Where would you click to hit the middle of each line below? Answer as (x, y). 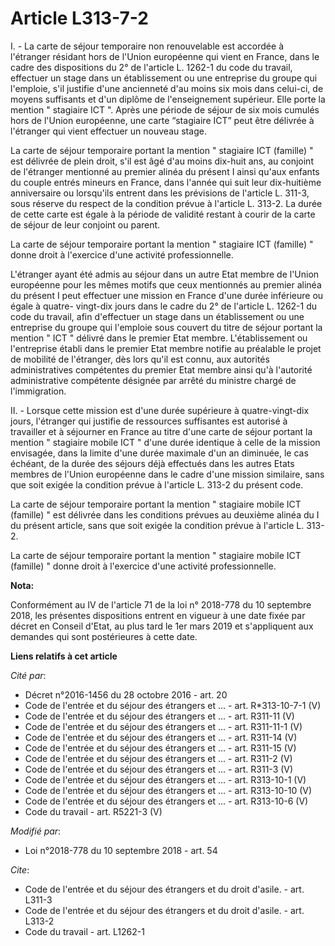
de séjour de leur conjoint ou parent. (85, 224)
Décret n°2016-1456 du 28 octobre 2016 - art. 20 (126, 694)
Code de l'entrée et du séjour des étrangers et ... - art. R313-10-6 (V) (166, 801)
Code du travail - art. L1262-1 (84, 931)
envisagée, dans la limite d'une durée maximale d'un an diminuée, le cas (159, 453)
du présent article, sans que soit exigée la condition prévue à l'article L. (157, 525)
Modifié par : (36, 831)
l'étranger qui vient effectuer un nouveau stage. (108, 131)
